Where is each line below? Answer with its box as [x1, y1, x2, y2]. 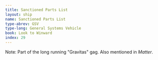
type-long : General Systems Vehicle [5, 26, 81, 31]
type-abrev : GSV [5, 21, 39, 26]
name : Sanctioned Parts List [5, 16, 66, 21]
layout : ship [5, 12, 32, 17]
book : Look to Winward [5, 30, 52, 35]
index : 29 [5, 35, 26, 40]
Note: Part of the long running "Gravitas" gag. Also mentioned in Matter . [5, 48, 154, 55]
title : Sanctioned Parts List [5, 7, 68, 12]
